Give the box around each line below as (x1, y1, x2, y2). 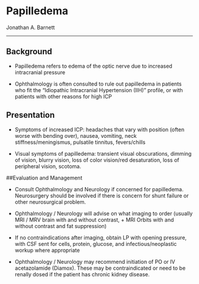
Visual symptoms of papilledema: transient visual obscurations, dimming (14, 150, 192, 157)
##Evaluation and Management (6, 174, 83, 181)
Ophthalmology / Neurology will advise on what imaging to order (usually (14, 210, 193, 217)
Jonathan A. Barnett (6, 24, 55, 31)
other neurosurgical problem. (14, 198, 86, 206)
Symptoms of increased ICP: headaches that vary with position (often (14, 126, 185, 133)
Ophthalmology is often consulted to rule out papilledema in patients (14, 80, 182, 87)
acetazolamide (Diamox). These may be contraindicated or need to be (14, 264, 186, 272)
